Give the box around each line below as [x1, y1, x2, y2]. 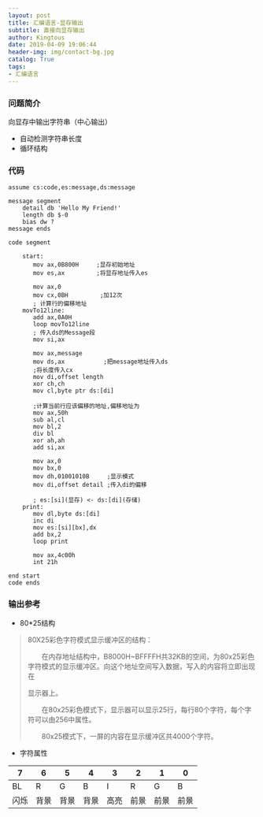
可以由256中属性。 [34, 715, 96, 724]
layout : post [8, 11, 51, 20]
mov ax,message [32, 350, 83, 358]
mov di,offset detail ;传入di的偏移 [32, 481, 147, 489]
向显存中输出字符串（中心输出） [8, 117, 112, 126]
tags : [8, 63, 26, 71]
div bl [32, 430, 55, 438]
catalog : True [8, 56, 55, 64]
